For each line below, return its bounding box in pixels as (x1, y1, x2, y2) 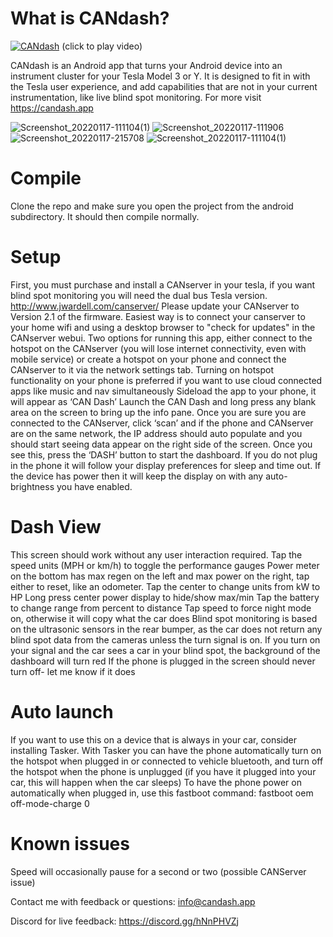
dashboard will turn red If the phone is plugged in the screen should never (10, 655, 316, 667)
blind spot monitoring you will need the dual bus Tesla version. (10, 289, 268, 301)
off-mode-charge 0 (10, 797, 90, 809)
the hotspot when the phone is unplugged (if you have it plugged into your (10, 765, 317, 777)
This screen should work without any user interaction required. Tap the (10, 548, 303, 561)
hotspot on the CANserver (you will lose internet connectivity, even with (10, 342, 307, 354)
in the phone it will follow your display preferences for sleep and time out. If (10, 459, 322, 471)
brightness (10, 480, 55, 492)
